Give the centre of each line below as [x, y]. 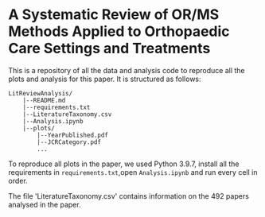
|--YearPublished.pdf [73, 135]
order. [18, 180]
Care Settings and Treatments [109, 48]
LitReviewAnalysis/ [41, 93]
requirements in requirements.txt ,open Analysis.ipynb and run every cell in [133, 172]
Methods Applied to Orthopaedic [119, 31]
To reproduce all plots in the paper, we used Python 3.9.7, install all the [124, 164]
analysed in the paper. [45, 204]
